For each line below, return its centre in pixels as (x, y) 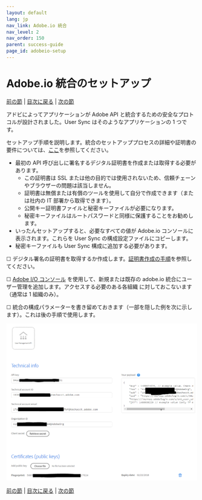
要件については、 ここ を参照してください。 (59, 150)
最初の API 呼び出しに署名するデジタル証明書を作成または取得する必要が (106, 163)
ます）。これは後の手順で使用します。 (52, 314)
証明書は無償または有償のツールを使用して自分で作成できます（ (103, 193)
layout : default (27, 13)
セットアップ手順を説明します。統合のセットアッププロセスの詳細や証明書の (101, 142)
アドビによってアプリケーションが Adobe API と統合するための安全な (92, 114)
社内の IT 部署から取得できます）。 (72, 200)
